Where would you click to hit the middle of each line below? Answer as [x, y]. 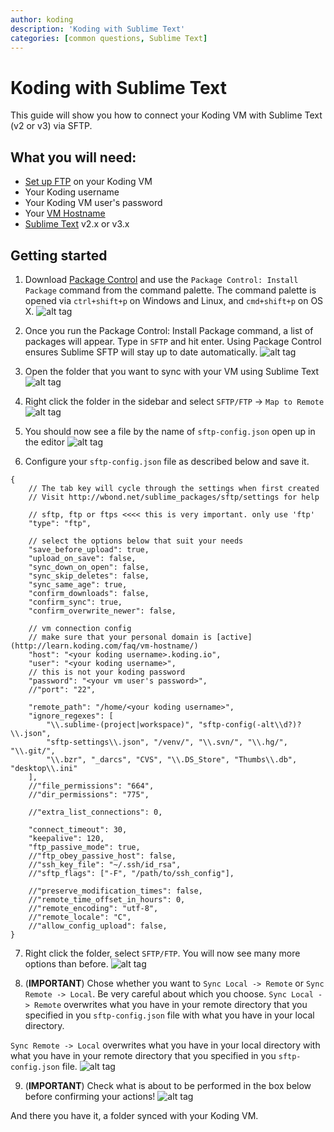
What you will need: [73, 157]
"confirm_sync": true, [75, 602]
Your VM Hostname [65, 213]
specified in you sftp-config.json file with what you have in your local [169, 1015]
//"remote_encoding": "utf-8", [93, 908]
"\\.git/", [33, 751]
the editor [44, 442]
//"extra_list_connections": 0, [95, 812]
